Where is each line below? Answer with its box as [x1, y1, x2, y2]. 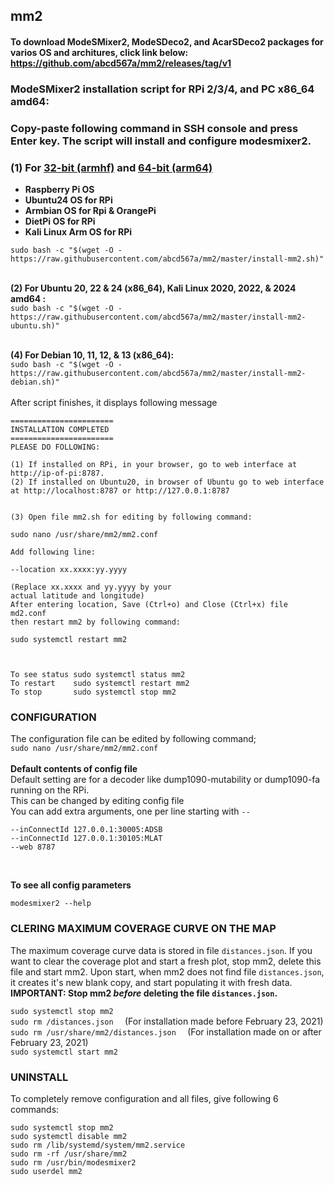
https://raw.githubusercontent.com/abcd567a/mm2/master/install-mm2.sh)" [10, 254, 325, 264]
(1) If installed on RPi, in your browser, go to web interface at [10, 460, 298, 470]
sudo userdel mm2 [10, 1167, 83, 1177]
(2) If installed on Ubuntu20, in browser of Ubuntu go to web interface [10, 477, 325, 488]
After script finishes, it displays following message [10, 397, 218, 409]
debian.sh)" [10, 377, 60, 388]
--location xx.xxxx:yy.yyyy [10, 565, 128, 575]
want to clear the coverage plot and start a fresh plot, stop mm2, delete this [10, 955, 322, 967]
